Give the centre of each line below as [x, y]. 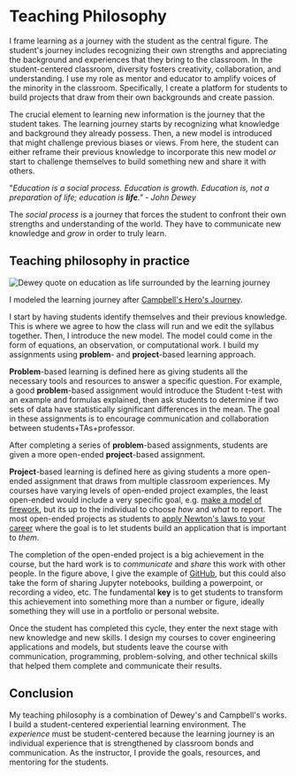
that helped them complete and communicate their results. [116, 665]
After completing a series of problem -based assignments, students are [138, 445]
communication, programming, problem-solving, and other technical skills [144, 656]
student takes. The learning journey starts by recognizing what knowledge [144, 123]
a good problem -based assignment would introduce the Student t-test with [146, 390]
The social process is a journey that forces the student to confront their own [148, 214]
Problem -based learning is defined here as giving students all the [129, 371]
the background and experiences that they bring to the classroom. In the [141, 59]
